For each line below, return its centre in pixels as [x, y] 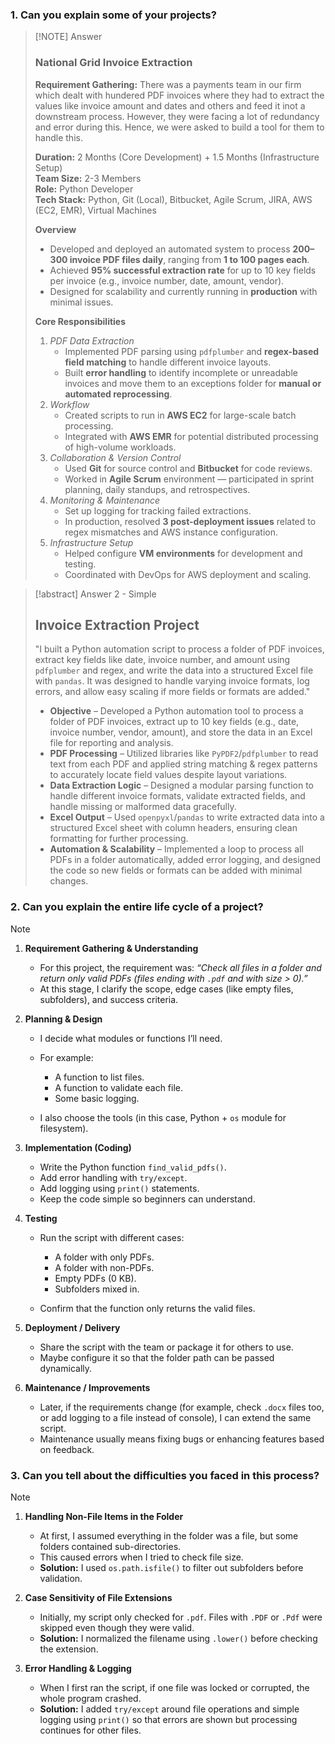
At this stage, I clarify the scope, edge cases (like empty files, [166, 989]
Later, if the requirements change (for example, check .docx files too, [182, 1407]
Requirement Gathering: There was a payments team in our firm [168, 84]
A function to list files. [99, 1077]
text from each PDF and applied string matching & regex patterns [183, 764]
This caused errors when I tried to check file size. [141, 1557]
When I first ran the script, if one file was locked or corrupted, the [174, 1687]
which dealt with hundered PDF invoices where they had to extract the [179, 95]
